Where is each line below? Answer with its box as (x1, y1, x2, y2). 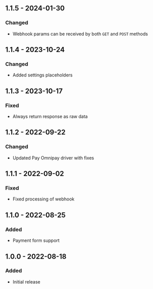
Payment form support (12, 237, 60, 243)
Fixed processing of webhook (12, 196, 75, 202)
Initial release (12, 278, 40, 285)
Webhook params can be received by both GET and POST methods (12, 30, 148, 37)
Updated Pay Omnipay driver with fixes (12, 154, 94, 161)
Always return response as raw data (12, 113, 88, 119)
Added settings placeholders (12, 72, 73, 78)
